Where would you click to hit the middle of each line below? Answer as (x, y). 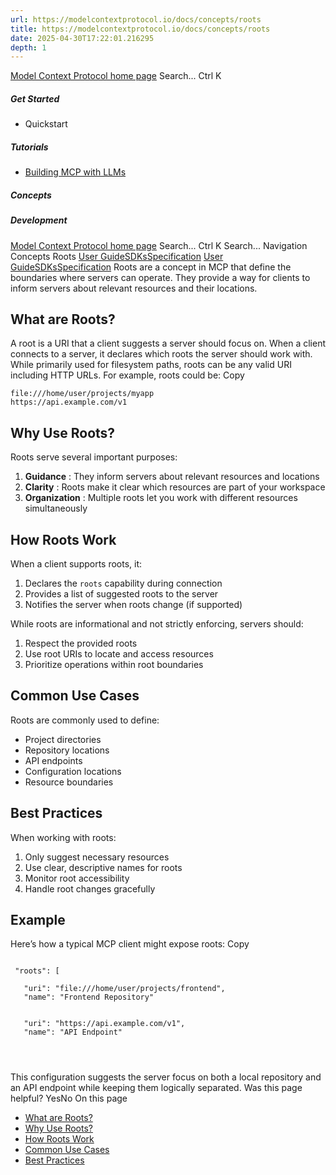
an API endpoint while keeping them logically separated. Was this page (156, 1088)
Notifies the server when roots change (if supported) (133, 604)
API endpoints (53, 760)
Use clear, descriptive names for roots (103, 867)
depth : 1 (28, 47)
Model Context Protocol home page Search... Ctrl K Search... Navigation (159, 245)
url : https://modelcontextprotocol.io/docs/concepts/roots (136, 19)
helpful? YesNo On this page (69, 1098)
